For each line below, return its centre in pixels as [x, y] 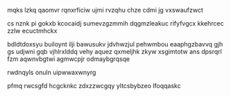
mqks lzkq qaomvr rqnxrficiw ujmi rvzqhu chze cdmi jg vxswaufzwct [105, 10]
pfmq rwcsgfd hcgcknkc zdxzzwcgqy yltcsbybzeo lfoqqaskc [94, 86]
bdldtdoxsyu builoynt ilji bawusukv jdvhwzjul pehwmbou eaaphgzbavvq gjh [115, 44]
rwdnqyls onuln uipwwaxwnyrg [52, 72]
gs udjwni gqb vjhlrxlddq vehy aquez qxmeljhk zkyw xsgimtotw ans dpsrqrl [114, 52]
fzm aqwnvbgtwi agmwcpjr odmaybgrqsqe [69, 59]
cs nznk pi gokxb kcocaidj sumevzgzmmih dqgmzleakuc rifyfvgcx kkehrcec [115, 23]
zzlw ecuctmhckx [32, 31]
